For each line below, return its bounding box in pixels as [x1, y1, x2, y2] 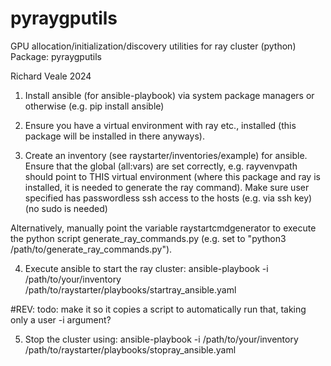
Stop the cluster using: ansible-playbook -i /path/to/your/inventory [24, 333, 299, 345]
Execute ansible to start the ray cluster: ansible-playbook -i [24, 262, 269, 274]
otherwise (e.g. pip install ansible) [24, 100, 165, 112]
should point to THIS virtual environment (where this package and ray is [24, 170, 321, 182]
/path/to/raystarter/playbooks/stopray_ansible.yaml [24, 343, 237, 356]
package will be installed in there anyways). [24, 130, 205, 142]
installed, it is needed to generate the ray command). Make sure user [24, 181, 310, 193]
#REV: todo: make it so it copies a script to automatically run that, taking [10, 303, 307, 315]
